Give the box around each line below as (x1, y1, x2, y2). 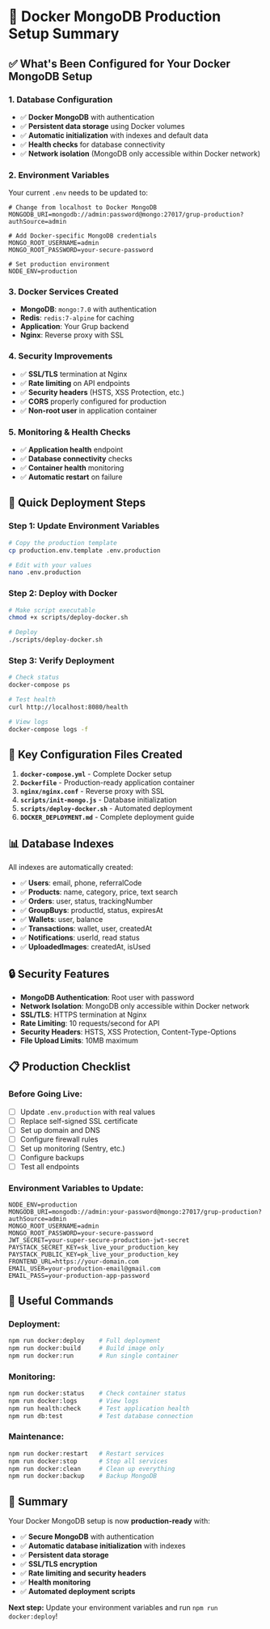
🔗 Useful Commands (8, 1293, 114, 1308)
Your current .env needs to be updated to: (8, 188, 148, 198)
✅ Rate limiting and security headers (19, 1568, 147, 1578)
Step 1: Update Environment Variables (8, 521, 160, 532)
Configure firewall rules (19, 1134, 99, 1144)
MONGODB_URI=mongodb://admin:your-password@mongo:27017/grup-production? (8, 1208, 263, 1216)
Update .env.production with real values (19, 1107, 156, 1117)
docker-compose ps (8, 681, 70, 689)
